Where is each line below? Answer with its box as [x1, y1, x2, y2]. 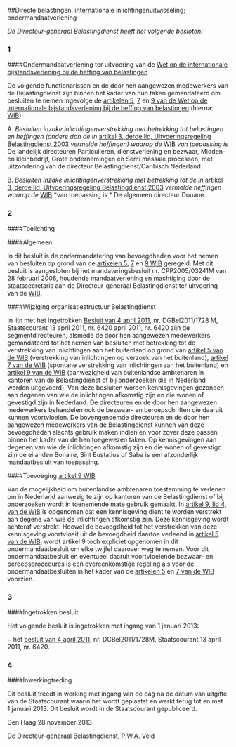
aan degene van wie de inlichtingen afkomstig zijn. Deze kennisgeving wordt [7, 515, 229, 523]
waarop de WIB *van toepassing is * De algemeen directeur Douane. [7, 191, 206, 199]
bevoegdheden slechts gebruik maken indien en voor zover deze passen [7, 428, 218, 436]
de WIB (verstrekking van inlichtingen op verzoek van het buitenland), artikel [7, 353, 228, 362]
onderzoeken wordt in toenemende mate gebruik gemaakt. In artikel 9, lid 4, [7, 500, 227, 508]
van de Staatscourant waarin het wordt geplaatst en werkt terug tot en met [7, 697, 223, 706]
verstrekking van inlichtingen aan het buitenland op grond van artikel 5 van [7, 345, 223, 354]
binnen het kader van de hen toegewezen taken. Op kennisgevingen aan [7, 435, 217, 444]
